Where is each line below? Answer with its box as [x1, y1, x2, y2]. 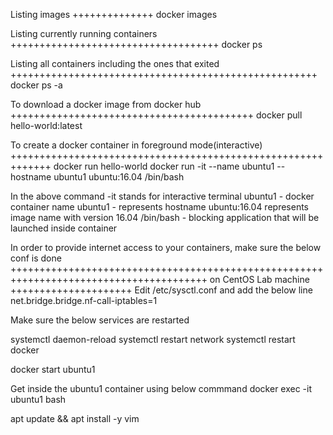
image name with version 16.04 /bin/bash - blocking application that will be [10, 212, 320, 223]
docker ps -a [10, 79, 63, 91]
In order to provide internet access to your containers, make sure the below [10, 242, 322, 253]
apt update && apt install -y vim [10, 413, 140, 424]
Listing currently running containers [10, 28, 158, 39]
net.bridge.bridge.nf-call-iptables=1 [10, 295, 158, 306]
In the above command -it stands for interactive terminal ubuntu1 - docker [10, 190, 315, 202]
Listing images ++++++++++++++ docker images [10, 9, 218, 20]
